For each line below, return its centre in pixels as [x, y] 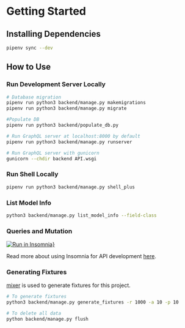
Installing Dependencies [53, 34]
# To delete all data [34, 313]
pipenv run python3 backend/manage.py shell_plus [71, 187]
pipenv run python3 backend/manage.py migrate [67, 108]
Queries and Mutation [39, 231]
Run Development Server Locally [56, 84]
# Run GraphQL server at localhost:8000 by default [73, 136]
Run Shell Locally [32, 174]
